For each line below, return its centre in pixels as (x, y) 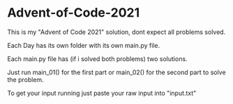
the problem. (25, 79)
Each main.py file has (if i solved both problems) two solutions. (97, 59)
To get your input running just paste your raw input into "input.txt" (102, 93)
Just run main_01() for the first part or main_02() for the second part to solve (116, 72)
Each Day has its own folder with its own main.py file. (84, 45)
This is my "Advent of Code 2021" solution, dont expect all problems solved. (116, 32)
